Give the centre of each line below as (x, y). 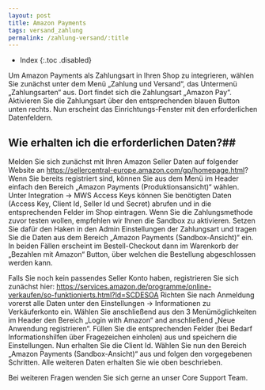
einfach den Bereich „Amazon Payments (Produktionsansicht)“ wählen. (124, 187)
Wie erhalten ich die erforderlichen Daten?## (122, 142)
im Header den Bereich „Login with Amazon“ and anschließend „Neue (122, 320)
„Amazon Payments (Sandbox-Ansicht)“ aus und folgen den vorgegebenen (130, 354)
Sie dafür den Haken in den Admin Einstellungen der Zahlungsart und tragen (132, 229)
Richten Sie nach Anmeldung (207, 295)
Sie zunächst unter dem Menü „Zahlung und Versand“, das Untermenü (123, 84)
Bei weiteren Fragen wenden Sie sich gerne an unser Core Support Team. (128, 378)
